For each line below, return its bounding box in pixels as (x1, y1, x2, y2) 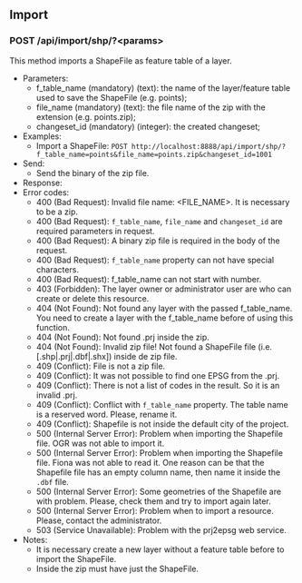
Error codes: (22, 186, 70, 198)
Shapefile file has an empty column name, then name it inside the (35, 467, 281, 478)
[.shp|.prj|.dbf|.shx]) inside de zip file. (35, 351, 178, 361)
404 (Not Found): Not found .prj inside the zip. (35, 331, 210, 342)
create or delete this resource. (35, 292, 150, 303)
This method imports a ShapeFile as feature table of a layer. (9, 54, 233, 66)
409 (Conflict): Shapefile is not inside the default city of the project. (35, 418, 289, 430)
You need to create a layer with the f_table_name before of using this (35, 312, 294, 323)
